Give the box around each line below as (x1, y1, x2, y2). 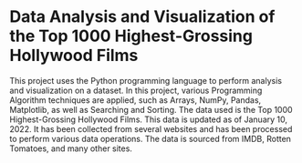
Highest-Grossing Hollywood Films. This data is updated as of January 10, (9, 114, 287, 125)
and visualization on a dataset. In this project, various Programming (9, 85, 263, 96)
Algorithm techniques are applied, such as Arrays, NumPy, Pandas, (9, 94, 262, 106)
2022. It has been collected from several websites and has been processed (9, 123, 293, 134)
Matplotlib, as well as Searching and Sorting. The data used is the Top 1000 (9, 104, 294, 115)
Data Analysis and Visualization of (9, 6, 276, 27)
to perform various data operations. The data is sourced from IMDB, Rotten (9, 133, 292, 144)
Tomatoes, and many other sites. (9, 143, 132, 154)
